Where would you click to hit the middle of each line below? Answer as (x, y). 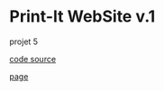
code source (33, 59)
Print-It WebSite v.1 (82, 17)
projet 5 (24, 41)
